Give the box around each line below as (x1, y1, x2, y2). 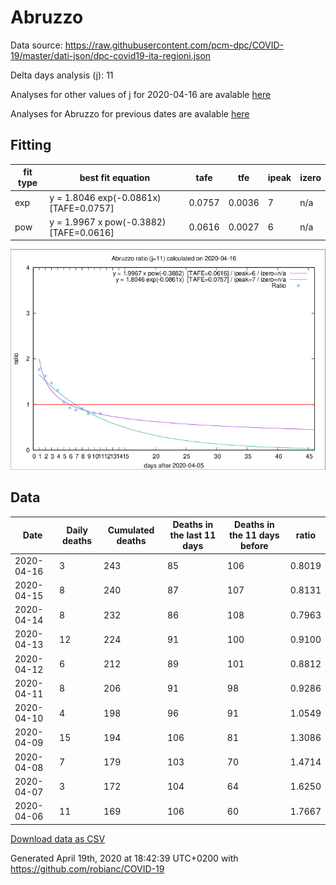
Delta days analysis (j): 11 (10, 69, 114, 81)
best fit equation (79, 171, 151, 183)
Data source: (10, 39, 63, 51)
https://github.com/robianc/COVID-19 (10, 862, 165, 875)
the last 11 (169, 529, 217, 541)
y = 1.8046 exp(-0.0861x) (49, 191, 162, 203)
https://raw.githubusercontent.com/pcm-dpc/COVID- (64, 39, 285, 51)
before (239, 540, 269, 552)
